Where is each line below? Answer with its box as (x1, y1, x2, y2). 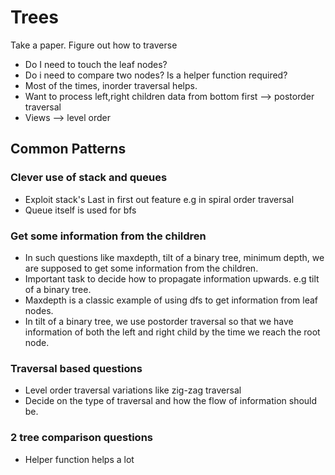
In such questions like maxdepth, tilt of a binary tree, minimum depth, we (24, 251, 325, 263)
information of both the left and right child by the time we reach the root (24, 326, 321, 338)
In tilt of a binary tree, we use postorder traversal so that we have (24, 315, 294, 327)
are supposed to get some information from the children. (24, 262, 259, 274)
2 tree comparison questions (10, 431, 153, 445)
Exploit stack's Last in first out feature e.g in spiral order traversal (24, 193, 295, 205)
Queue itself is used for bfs (24, 204, 137, 216)
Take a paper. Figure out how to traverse (10, 39, 178, 51)
